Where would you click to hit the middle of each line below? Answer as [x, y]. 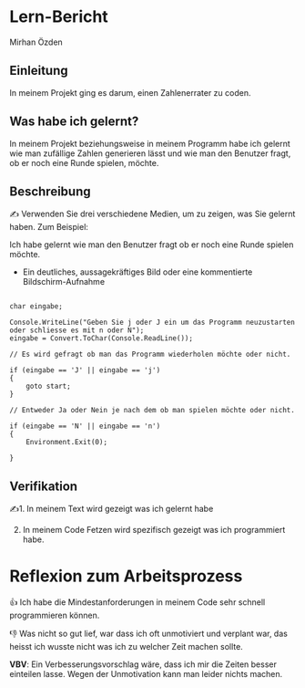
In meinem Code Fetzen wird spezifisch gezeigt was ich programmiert [154, 530]
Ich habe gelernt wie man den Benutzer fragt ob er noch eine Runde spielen [152, 245]
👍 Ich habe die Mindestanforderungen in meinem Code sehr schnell [137, 602]
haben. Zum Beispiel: [49, 227]
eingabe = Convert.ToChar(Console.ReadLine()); [102, 339]
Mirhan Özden [36, 42]
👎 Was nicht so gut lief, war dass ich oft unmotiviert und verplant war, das [149, 634]
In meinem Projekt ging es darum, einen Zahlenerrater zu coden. [130, 92]
